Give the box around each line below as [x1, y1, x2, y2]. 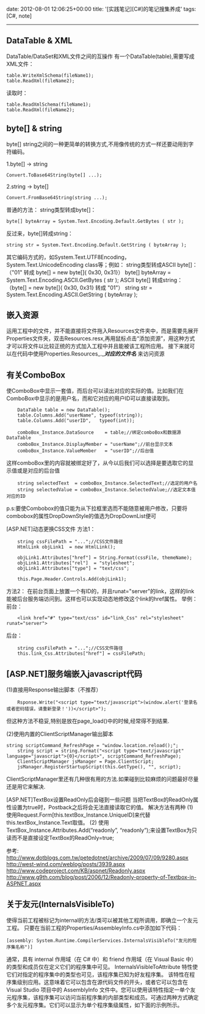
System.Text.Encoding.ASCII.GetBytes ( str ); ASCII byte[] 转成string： [6, 276, 183, 283]
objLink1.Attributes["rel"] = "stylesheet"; [17, 560, 135, 566]
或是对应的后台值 [16, 467, 60, 475]
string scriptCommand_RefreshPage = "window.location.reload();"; [6, 743, 179, 749]
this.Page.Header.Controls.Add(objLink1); [17, 576, 127, 582]
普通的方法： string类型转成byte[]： [6, 206, 96, 213]
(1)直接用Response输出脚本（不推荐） [6, 686, 102, 693]
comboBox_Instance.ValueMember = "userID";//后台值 [17, 448, 154, 454]
